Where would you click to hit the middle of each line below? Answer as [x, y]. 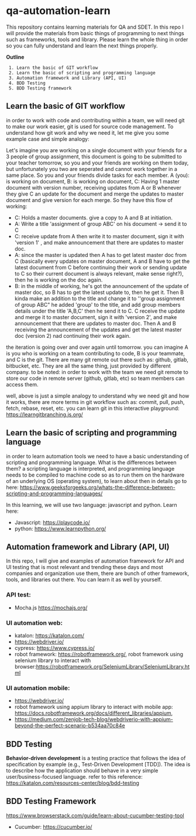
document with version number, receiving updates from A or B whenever [94, 187]
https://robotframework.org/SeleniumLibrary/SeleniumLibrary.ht [113, 666]
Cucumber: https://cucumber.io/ [53, 827]
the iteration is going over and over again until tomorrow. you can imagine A [97, 347]
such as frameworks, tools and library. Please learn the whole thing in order [97, 39]
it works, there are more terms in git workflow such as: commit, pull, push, [95, 402]
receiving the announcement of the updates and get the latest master [98, 330]
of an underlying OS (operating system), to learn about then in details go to [97, 481]
